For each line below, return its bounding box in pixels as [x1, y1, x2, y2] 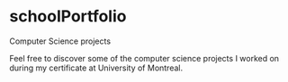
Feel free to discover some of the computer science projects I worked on [9, 53, 280, 63]
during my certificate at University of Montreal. [9, 62, 183, 73]
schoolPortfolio [9, 6, 127, 27]
